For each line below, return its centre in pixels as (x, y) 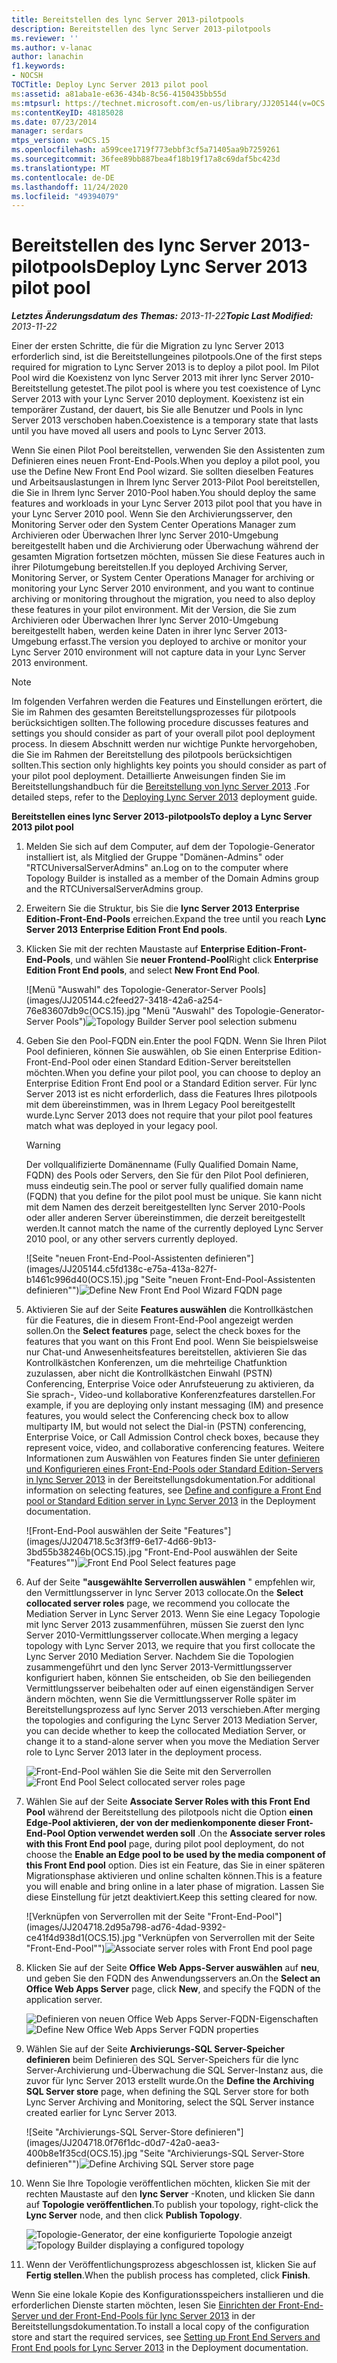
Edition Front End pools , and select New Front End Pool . (143, 970)
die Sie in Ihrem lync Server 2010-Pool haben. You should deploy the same (164, 493)
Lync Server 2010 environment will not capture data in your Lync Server (158, 652)
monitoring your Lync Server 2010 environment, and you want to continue (163, 588)
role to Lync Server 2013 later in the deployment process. (144, 1752)
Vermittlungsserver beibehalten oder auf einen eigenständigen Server (169, 1688)
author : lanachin (47, 57)
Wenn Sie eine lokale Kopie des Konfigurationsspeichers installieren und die (167, 2295)
